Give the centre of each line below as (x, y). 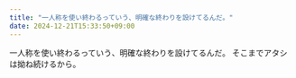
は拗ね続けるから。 (45, 64)
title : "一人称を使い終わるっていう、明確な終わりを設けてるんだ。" (121, 17)
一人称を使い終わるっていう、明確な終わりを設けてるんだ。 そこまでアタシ (148, 52)
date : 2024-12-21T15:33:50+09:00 (72, 26)
